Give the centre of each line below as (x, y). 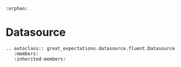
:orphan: (17, 8)
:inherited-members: (40, 59)
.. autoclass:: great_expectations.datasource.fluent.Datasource (90, 48)
